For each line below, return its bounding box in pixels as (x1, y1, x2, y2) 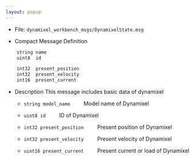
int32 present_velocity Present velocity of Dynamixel (23, 135, 173, 142)
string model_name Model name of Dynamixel (23, 100, 149, 107)
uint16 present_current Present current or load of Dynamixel (23, 147, 190, 154)
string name (16, 49, 47, 55)
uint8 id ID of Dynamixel (23, 112, 99, 119)
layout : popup (5, 9, 42, 15)
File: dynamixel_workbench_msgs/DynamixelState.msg (14, 26, 144, 33)
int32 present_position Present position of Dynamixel (23, 123, 173, 131)
